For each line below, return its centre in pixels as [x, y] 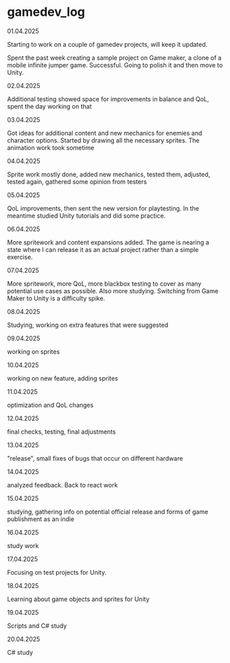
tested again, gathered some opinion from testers [77, 181]
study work [23, 545]
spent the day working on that [49, 106]
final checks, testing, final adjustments [61, 432]
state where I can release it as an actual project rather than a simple [103, 249]
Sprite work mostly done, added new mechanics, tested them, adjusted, [109, 174]
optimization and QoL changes [50, 405]
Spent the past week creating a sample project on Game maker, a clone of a [114, 57]
